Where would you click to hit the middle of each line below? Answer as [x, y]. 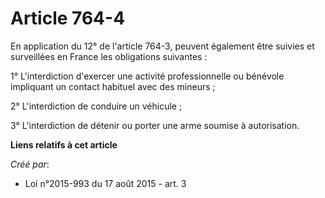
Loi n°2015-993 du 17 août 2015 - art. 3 [105, 183]
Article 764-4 [68, 18]
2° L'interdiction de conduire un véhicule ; [96, 106]
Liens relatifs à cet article [64, 144]
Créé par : [30, 164]
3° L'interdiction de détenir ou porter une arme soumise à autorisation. [155, 125]
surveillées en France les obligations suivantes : [109, 56]
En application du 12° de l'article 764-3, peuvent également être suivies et [162, 46]
